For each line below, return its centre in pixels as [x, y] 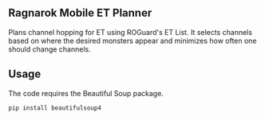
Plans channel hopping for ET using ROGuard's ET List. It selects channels [131, 32]
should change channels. [49, 49]
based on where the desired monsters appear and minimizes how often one [132, 41]
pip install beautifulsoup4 [55, 108]
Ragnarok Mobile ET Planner [80, 13]
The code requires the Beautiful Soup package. [86, 93]
